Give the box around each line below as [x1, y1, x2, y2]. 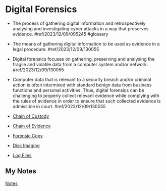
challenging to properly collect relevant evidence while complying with [12, 92, 160, 99]
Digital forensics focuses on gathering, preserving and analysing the [12, 56, 155, 62]
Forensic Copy [12, 132, 43, 138]
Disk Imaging [12, 142, 40, 149]
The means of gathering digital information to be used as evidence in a [12, 40, 160, 46]
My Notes [5, 167, 37, 175]
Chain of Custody [12, 113, 49, 119]
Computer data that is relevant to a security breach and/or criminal [12, 76, 151, 82]
